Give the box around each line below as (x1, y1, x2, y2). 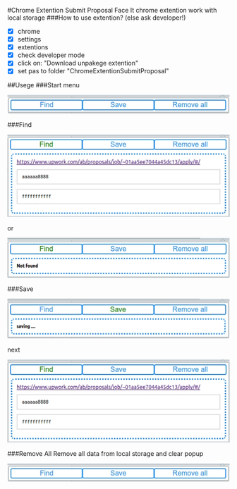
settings (17, 35, 42, 44)
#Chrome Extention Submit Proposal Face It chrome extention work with (7, 6, 217, 14)
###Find (7, 120, 32, 129)
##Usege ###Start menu (7, 81, 80, 89)
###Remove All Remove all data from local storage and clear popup (7, 449, 204, 457)
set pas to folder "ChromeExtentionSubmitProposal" (17, 67, 169, 75)
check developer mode (17, 51, 85, 59)
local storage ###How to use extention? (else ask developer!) (7, 13, 186, 22)
